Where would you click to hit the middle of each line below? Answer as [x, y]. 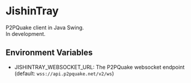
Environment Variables [49, 53]
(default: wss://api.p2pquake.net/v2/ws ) [64, 73]
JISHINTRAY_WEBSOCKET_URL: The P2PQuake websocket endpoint [99, 67]
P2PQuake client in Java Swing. [45, 27]
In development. [26, 33]
